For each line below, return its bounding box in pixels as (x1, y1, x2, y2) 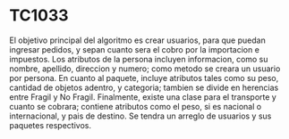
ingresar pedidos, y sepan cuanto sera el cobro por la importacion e (9, 44, 259, 54)
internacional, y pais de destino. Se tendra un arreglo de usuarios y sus (9, 110, 272, 121)
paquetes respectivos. (9, 119, 92, 130)
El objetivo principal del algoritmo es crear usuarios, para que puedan (9, 35, 266, 45)
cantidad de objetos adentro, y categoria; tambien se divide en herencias (9, 82, 279, 93)
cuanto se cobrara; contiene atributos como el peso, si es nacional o (9, 101, 262, 111)
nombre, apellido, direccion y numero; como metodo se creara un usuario (9, 63, 281, 74)
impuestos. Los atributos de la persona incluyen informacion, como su (9, 53, 268, 64)
